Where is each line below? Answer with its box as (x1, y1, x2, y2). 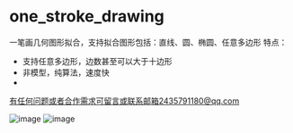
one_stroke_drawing (9, 6, 164, 27)
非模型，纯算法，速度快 (22, 67, 110, 78)
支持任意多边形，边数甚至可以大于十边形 (22, 55, 173, 66)
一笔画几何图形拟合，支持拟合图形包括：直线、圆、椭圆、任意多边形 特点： (9, 37, 288, 47)
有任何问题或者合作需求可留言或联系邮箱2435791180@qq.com (9, 96, 240, 106)
